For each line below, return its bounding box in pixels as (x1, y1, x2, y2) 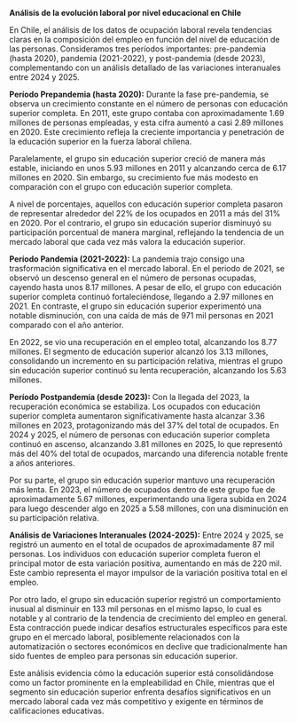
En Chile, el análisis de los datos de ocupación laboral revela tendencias (9, 25, 272, 35)
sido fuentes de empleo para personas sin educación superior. (9, 651, 238, 661)
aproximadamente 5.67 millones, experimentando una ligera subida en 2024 (9, 494, 287, 504)
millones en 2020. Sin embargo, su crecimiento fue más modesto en (9, 172, 259, 183)
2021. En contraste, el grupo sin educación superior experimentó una (9, 301, 262, 311)
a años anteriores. (9, 458, 75, 468)
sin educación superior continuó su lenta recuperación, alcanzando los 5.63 (9, 365, 286, 375)
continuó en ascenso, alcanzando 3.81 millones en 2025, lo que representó (9, 439, 284, 449)
